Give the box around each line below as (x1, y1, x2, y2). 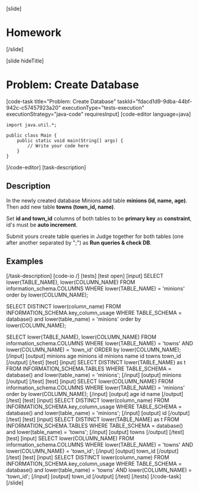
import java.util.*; (6, 122, 58, 128)
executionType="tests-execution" (62, 104, 144, 111)
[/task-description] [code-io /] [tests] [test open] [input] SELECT (6, 272, 164, 279)
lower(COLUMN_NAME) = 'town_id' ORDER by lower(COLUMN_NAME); (6, 346, 181, 353)
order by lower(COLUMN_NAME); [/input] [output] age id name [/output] (6, 390, 184, 397)
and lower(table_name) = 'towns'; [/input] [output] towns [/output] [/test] (6, 428, 184, 435)
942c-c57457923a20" (6, 104, 61, 111)
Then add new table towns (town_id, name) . (6, 203, 116, 211)
